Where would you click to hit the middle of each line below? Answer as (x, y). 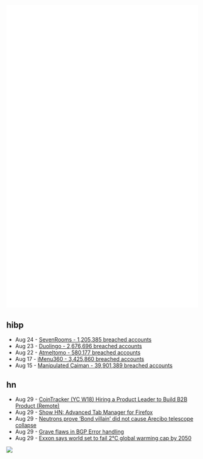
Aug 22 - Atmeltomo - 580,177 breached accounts (78, 352)
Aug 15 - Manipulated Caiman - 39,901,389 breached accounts (94, 366)
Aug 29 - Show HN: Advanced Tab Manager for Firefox (84, 412)
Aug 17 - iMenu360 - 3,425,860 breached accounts (80, 359)
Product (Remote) (37, 406)
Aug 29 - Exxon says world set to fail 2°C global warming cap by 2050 (103, 438)
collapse (26, 426)
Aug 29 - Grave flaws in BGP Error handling (70, 432)
